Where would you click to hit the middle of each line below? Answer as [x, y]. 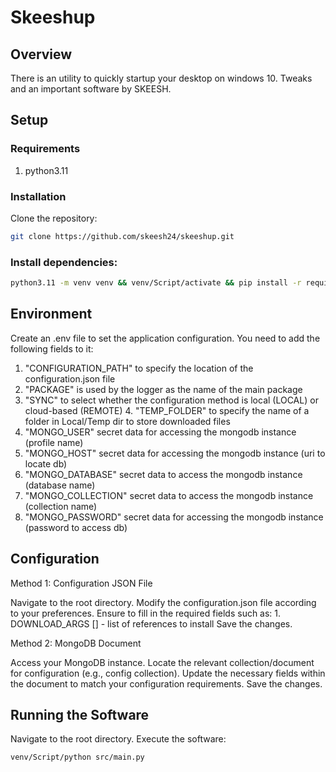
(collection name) [61, 506]
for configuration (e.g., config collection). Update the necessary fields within [168, 673]
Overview [41, 54]
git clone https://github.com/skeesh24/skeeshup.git [122, 236]
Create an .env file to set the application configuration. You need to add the [165, 338]
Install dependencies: [64, 262]
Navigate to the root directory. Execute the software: [118, 739]
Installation [38, 196]
